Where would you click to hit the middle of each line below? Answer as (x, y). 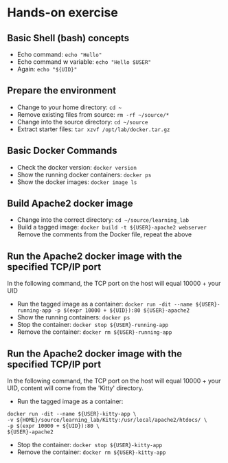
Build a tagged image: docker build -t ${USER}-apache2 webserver (112, 227)
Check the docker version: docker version (77, 167)
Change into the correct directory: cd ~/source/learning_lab (103, 220)
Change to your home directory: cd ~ (69, 107)
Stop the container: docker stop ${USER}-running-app (93, 325)
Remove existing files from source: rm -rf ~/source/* (93, 114)
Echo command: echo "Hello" (59, 54)
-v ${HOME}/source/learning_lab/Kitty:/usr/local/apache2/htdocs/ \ (107, 420)
